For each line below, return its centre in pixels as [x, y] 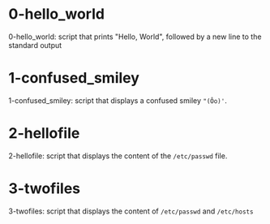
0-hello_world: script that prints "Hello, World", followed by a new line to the [135, 37]
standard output [35, 45]
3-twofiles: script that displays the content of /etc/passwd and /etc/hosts [131, 211]
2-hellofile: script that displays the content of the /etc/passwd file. [118, 156]
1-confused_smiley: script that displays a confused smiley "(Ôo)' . [118, 100]
